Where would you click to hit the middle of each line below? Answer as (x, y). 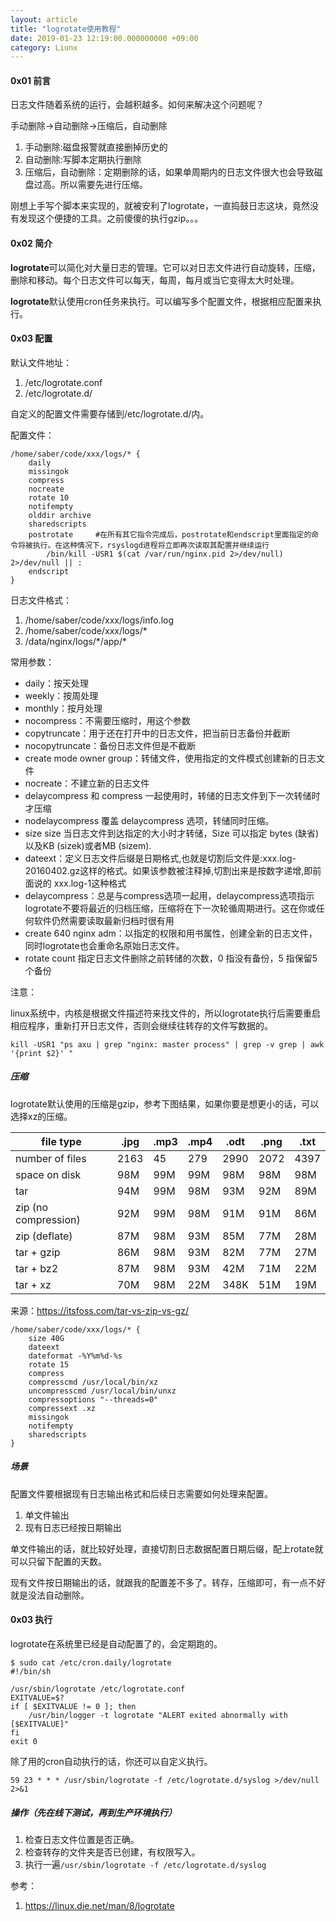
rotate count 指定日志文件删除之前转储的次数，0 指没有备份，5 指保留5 (171, 958)
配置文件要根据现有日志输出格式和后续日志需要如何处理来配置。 (141, 1493)
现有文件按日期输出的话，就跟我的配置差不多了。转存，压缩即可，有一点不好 (168, 1582)
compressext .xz (62, 1408)
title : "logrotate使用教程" (66, 29)
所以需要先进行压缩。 (103, 185)
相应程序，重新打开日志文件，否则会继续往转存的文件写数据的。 (141, 1025)
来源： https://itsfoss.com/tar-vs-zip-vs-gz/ (99, 1310)
